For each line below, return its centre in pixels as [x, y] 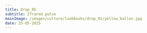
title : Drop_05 [21, 9]
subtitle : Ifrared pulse [31, 14]
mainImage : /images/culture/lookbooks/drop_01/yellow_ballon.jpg [73, 18]
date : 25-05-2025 [23, 23]
